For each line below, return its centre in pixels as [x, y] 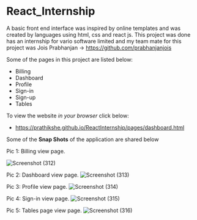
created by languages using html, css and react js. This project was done [98, 34]
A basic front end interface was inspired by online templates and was [94, 28]
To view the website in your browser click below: [68, 116]
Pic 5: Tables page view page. [44, 210]
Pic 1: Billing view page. [36, 151]
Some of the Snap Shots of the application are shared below [83, 139]
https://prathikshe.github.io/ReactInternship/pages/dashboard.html [100, 127]
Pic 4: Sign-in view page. [38, 198]
